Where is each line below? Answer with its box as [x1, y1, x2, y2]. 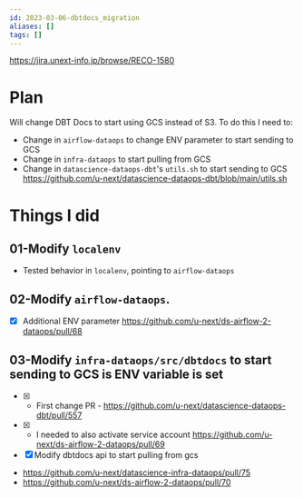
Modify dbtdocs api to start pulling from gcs [34, 450, 199, 460]
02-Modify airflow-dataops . [9, 292, 171, 307]
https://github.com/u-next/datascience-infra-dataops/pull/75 [22, 467, 251, 478]
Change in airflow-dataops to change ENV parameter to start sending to [22, 134, 294, 145]
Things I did [9, 205, 100, 225]
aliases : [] [9, 22, 54, 31]
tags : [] [9, 30, 43, 39]
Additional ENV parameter [22, 315, 121, 327]
